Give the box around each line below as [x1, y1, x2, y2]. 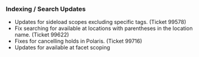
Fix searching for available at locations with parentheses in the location [14, 25, 193, 32]
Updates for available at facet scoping [14, 44, 111, 51]
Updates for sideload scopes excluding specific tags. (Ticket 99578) [14, 19, 186, 26]
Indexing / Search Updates [5, 5, 86, 13]
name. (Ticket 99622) [14, 31, 69, 38]
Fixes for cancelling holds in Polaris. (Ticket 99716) [14, 38, 142, 45]
